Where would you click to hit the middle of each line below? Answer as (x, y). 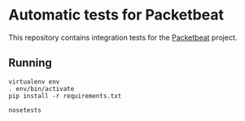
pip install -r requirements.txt (65, 96)
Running (31, 63)
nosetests (25, 110)
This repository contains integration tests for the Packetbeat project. (123, 37)
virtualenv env (34, 82)
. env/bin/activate (42, 89)
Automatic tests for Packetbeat (116, 15)
